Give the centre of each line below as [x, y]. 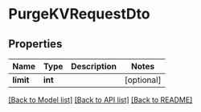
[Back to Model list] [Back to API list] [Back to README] [100, 100]
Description [94, 66]
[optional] [143, 80]
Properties [35, 44]
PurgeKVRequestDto [79, 14]
